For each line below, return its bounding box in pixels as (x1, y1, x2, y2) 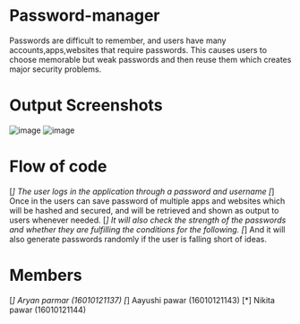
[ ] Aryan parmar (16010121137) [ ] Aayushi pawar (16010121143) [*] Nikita (9, 294, 276, 305)
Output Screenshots (9, 95, 163, 116)
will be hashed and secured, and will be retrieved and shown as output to (9, 205, 279, 215)
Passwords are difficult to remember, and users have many (9, 35, 227, 46)
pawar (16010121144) (9, 304, 87, 315)
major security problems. (9, 64, 102, 74)
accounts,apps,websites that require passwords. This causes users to (9, 44, 267, 55)
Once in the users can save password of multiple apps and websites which (9, 195, 286, 206)
